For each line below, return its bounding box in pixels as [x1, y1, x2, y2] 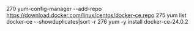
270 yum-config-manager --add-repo [6, 5, 102, 12]
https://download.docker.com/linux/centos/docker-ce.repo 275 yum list [6, 12, 187, 19]
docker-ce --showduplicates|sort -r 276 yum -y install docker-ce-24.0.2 [6, 18, 188, 25]
